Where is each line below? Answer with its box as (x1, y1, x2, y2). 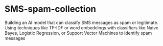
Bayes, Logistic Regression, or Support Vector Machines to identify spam (4, 30, 152, 36)
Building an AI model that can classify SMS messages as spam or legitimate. (4, 20, 159, 25)
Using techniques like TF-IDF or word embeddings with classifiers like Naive (4, 24, 159, 30)
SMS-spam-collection (4, 3, 96, 15)
